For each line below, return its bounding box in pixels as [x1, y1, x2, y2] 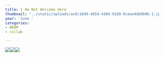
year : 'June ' [5, 16, 34, 21]
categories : [5, 20, 29, 26]
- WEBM [5, 25, 19, 30]
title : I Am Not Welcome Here [5, 7, 67, 12]
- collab [5, 29, 23, 34]
